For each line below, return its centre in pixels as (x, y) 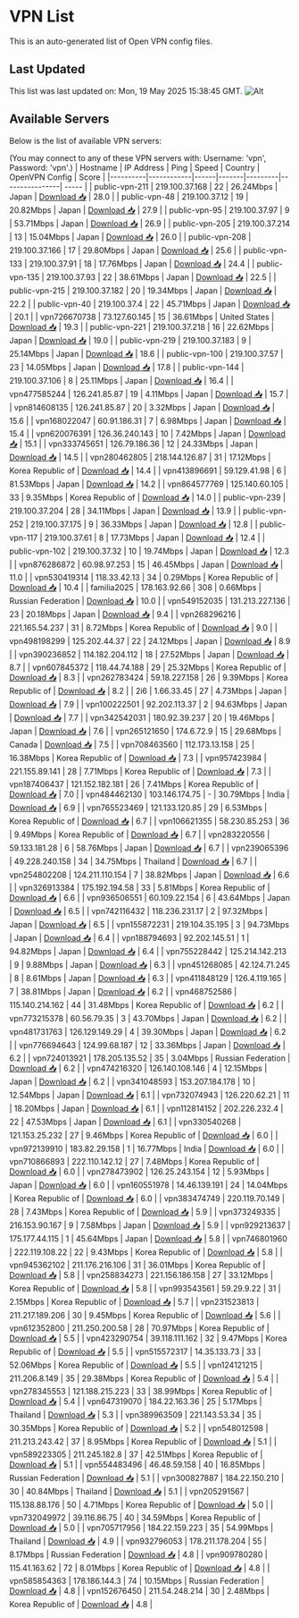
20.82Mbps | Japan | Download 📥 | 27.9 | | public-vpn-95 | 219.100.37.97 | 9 (149, 210)
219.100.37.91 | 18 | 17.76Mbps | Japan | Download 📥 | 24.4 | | (142, 263)
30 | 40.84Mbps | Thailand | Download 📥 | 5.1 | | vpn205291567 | (129, 1491)
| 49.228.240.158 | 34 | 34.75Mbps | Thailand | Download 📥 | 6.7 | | (133, 861)
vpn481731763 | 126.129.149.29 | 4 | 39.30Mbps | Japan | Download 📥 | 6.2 (148, 1031)
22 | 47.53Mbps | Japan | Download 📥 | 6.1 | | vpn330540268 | (125, 1122)
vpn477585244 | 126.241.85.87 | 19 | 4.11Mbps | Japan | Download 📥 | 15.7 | (149, 394)
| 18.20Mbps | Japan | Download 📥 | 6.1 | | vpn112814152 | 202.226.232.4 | (146, 1108)
